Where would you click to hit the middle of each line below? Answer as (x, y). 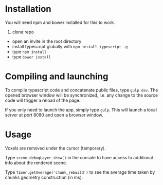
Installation (28, 9)
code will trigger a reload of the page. (43, 100)
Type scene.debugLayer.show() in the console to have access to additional (79, 157)
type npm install (29, 52)
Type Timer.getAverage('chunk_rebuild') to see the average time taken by (80, 172)
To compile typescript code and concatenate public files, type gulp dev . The (81, 90)
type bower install (31, 56)
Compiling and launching (57, 77)
